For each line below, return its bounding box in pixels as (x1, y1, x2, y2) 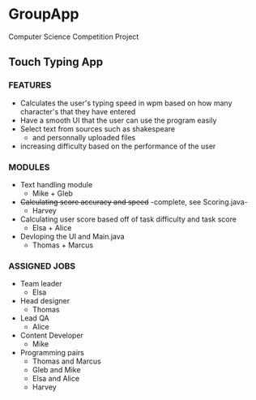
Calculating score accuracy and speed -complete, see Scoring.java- (19, 196, 249, 207)
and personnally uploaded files (32, 132, 136, 142)
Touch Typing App (8, 55, 104, 69)
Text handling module (19, 179, 93, 189)
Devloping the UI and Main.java (19, 231, 125, 241)
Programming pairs (19, 348, 85, 358)
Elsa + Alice (32, 222, 72, 232)
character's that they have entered (19, 106, 136, 116)
